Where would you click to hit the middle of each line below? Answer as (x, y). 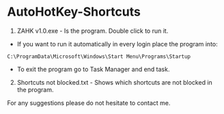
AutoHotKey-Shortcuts (74, 12)
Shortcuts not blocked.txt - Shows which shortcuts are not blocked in (115, 82)
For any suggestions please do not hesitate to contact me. (89, 102)
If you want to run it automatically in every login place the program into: (117, 44)
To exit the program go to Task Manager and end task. (93, 69)
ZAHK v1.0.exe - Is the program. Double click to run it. (93, 31)
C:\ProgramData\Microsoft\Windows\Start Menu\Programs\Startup (99, 56)
